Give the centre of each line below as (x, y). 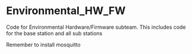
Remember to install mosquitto (44, 45)
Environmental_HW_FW (66, 11)
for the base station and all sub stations (54, 33)
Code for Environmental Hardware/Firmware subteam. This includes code (96, 27)
